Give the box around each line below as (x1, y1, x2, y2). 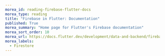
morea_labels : (5, 39, 34, 44)
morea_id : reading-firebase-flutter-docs (5, 7, 91, 12)
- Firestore (9, 43, 34, 48)
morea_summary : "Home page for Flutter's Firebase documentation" (5, 25, 144, 30)
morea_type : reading (5, 12, 48, 17)
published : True (5, 20, 38, 26)
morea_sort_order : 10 (5, 30, 50, 35)
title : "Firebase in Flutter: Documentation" (5, 16, 100, 21)
